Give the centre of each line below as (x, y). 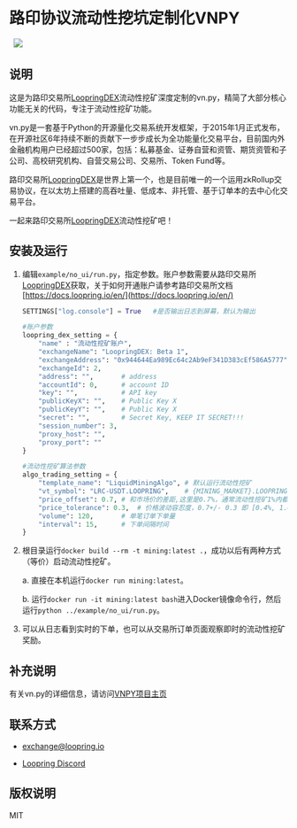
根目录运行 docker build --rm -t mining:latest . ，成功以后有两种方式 (151, 551)
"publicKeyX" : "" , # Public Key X (108, 401)
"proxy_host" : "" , (72, 434)
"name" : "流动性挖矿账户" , (85, 344)
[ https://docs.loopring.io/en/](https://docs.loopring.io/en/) (128, 295)
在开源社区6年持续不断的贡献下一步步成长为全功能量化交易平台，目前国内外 (147, 138)
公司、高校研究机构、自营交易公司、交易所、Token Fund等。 (119, 160)
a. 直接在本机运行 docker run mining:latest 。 (105, 580)
